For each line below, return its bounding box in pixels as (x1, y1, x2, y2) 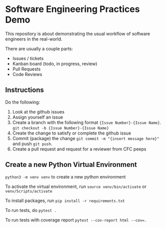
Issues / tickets (12, 55, 44, 61)
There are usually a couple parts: (5, 45, 73, 51)
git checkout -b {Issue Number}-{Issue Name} (12, 125, 109, 130)
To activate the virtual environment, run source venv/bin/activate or (5, 183, 146, 189)
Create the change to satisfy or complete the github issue (12, 130, 131, 136)
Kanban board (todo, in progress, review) (12, 60, 97, 66)
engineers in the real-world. (5, 36, 62, 42)
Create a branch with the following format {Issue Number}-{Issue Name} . (12, 119, 161, 125)
